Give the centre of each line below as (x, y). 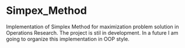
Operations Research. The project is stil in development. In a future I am (92, 32)
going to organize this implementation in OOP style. (68, 39)
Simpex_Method (47, 11)
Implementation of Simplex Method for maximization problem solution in (92, 27)
